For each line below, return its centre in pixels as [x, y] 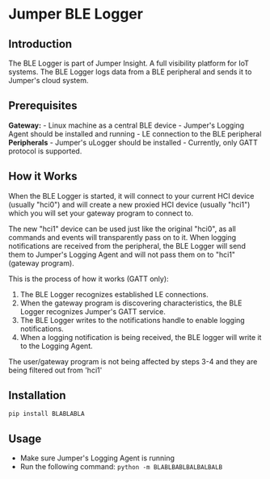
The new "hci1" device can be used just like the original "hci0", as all [122, 229]
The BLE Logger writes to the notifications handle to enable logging [132, 320]
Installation [37, 395]
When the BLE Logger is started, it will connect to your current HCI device [131, 195]
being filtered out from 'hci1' [55, 370]
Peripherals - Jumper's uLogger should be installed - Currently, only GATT [133, 142]
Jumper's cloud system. [49, 80]
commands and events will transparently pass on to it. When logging [122, 237]
